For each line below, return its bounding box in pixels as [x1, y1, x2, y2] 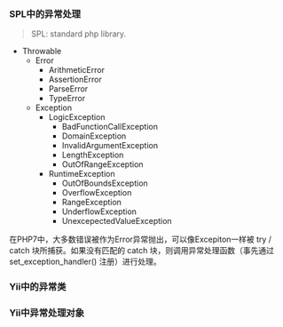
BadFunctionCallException [61, 122, 158, 132]
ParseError [48, 84, 89, 94]
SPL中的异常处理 [9, 7, 82, 20]
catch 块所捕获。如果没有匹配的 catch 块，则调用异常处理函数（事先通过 [9, 245, 275, 256]
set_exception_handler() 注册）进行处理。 [9, 256, 161, 267]
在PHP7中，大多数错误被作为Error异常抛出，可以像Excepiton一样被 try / [9, 234, 272, 245]
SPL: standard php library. [30, 28, 127, 39]
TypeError [48, 93, 86, 104]
